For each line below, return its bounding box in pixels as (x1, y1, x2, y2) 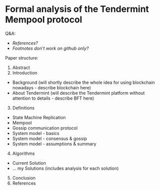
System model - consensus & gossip (12, 135, 88, 141)
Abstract (12, 64, 30, 70)
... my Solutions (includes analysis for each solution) (12, 165, 119, 171)
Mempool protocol (5, 14, 83, 25)
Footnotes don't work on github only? (12, 45, 89, 51)
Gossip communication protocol (12, 125, 78, 131)
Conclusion (12, 175, 36, 181)
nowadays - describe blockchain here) (12, 84, 91, 90)
